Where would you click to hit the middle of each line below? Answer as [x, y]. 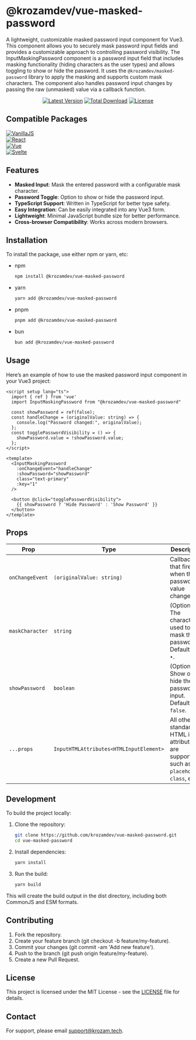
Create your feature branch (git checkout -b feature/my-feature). [92, 941]
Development [31, 799]
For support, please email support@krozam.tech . [65, 1031]
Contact [21, 1016]
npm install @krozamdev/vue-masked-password [69, 277]
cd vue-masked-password [43, 841]
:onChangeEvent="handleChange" [55, 468]
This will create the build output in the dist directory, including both [87, 896]
